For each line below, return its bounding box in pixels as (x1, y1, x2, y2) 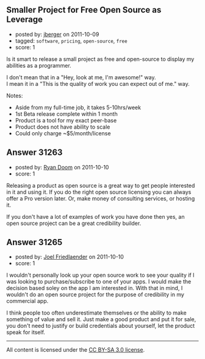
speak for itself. (6, 329, 46, 336)
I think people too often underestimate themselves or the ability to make (6, 309, 187, 316)
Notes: (6, 91, 23, 99)
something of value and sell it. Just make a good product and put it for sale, (6, 316, 196, 323)
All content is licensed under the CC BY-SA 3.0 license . (6, 346, 145, 354)
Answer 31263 (6, 148, 63, 158)
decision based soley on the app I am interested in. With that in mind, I (6, 285, 183, 292)
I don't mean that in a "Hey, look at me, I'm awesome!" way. (6, 73, 157, 81)
